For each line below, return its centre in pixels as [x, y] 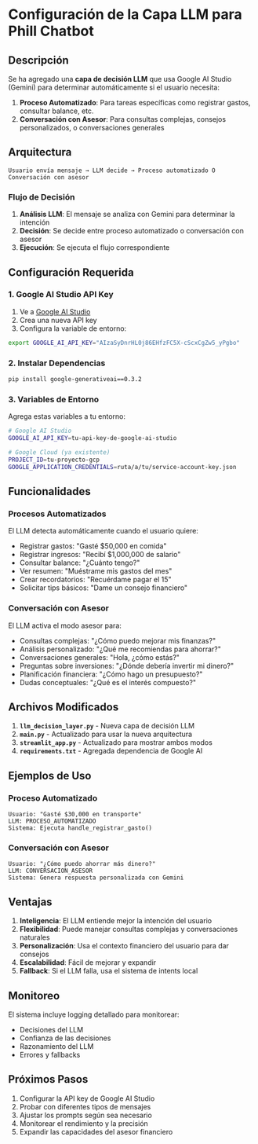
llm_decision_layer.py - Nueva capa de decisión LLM [107, 726]
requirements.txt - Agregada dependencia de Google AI [111, 751]
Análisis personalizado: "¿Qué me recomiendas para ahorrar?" [120, 649]
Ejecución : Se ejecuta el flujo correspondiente [94, 247]
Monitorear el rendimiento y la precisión [84, 1123]
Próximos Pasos [48, 1079]
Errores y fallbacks [50, 1054]
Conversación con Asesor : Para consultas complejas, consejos [122, 119]
